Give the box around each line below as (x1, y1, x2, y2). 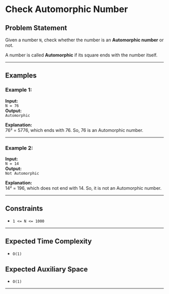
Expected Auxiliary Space (5, 265, 88, 273)
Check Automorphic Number (5, 4, 128, 15)
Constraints (5, 204, 43, 213)
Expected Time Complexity (5, 237, 92, 246)
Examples (5, 71, 37, 80)
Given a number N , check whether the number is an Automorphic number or (5, 37, 164, 43)
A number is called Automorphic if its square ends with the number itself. (5, 52, 157, 58)
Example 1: (5, 87, 32, 94)
